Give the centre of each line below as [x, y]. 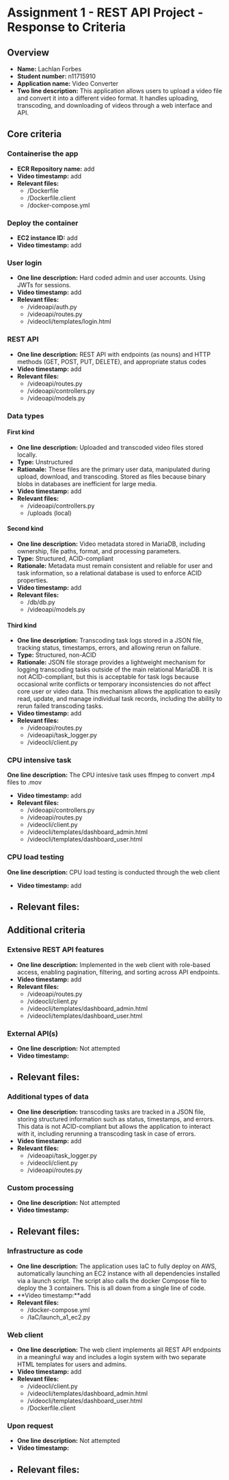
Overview [28, 52]
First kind [21, 432]
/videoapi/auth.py [52, 307]
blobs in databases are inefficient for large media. [87, 484]
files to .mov [25, 783]
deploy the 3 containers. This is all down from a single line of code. [111, 1288]
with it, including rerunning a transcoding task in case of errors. [106, 1134]
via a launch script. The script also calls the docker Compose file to [112, 1280]
